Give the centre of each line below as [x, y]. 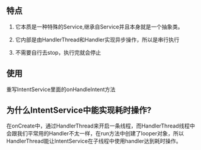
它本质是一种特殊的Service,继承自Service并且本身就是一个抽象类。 [99, 27]
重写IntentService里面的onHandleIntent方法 [61, 89]
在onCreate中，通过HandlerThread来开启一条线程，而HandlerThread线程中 [101, 126]
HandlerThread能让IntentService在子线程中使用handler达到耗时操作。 [94, 141]
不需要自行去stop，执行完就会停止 [58, 52]
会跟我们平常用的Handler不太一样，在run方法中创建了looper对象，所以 [95, 134]
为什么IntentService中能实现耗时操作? [79, 110]
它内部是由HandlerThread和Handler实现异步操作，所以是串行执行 [97, 39]
